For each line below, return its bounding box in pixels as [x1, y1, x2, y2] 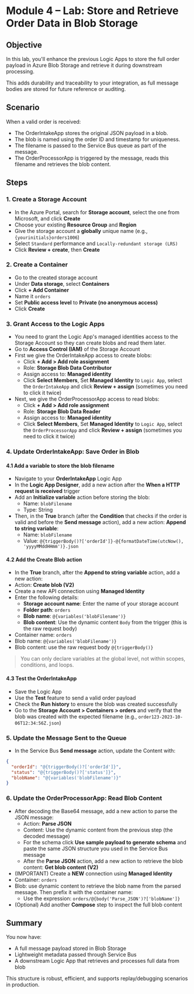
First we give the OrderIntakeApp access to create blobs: [14, 352, 152, 359]
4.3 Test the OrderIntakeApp [6, 675, 77, 682]
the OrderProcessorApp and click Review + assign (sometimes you [23, 427, 182, 434]
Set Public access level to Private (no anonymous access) [14, 299, 158, 306]
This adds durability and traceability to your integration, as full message [6, 79, 179, 86]
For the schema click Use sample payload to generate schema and [23, 839, 187, 846]
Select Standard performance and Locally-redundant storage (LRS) [14, 239, 178, 247]
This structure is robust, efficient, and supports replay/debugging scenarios [6, 975, 188, 982]
